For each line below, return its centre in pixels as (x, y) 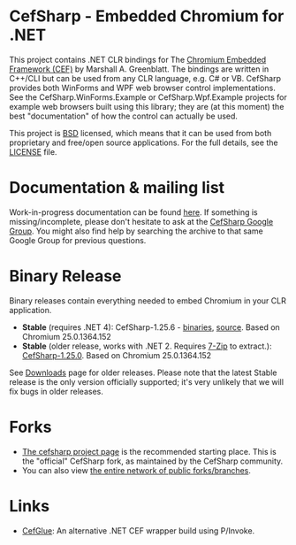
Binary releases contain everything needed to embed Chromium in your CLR (148, 300)
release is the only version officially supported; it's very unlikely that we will (147, 381)
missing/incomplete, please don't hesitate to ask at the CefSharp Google (141, 221)
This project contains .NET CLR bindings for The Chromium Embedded (138, 59)
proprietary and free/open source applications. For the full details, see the (144, 142)
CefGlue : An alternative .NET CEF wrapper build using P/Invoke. (138, 530)
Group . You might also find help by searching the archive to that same (136, 231)
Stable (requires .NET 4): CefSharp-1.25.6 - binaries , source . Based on (151, 327)
